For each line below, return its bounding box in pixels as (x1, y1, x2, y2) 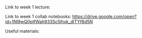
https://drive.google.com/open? (72, 14, 137, 19)
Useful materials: (5, 28, 39, 34)
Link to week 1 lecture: (5, 4, 51, 10)
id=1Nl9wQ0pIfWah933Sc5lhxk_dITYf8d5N (5, 19, 93, 24)
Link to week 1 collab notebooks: (5, 14, 71, 19)
